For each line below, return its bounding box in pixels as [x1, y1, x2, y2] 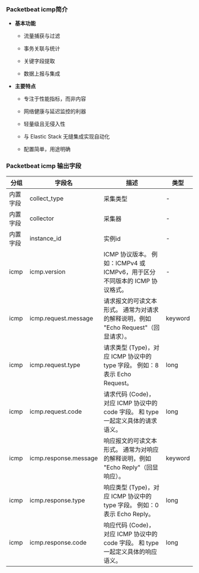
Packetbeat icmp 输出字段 [6, 162, 82, 170]
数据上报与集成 [23, 70, 60, 78]
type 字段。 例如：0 [103, 501, 159, 509]
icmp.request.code [29, 407, 82, 416]
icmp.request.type [29, 360, 81, 369]
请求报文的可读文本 [103, 297, 158, 305]
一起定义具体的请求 [103, 416, 158, 424]
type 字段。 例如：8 [103, 361, 159, 369]
